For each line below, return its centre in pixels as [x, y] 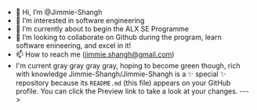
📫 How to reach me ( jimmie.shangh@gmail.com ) [95, 54]
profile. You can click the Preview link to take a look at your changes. [127, 91]
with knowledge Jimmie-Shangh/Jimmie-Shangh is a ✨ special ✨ [121, 74]
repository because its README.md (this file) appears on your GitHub [123, 83]
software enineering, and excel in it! [73, 46]
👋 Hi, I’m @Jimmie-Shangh [59, 12]
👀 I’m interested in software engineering [80, 20]
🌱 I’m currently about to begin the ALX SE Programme [102, 29]
